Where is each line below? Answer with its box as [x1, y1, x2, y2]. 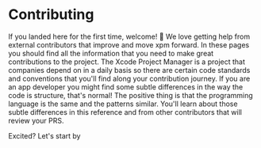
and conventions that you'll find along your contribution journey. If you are [8, 74, 251, 83]
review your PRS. [8, 116, 64, 125]
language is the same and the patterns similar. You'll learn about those [8, 99, 238, 108]
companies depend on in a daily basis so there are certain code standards [8, 65, 251, 74]
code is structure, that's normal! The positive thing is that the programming [8, 90, 254, 100]
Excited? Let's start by [8, 131, 81, 140]
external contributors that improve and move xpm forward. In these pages [8, 40, 250, 49]
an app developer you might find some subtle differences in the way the [8, 82, 244, 92]
